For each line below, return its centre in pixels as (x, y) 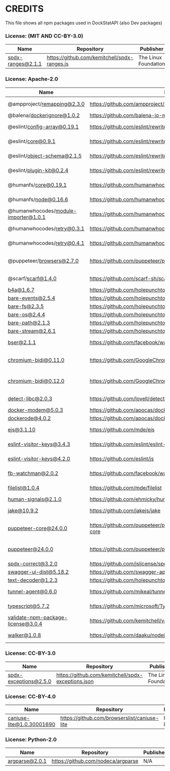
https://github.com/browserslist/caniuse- (110, 718)
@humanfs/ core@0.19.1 (37, 185)
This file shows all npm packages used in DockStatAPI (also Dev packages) (84, 23)
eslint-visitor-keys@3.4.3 (39, 444)
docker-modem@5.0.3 (35, 410)
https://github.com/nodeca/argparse (95, 761)
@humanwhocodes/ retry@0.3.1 (46, 228)
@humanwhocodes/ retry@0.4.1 (46, 243)
